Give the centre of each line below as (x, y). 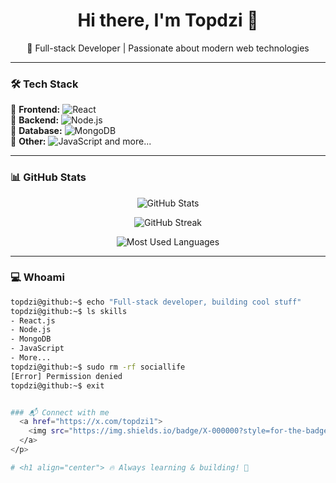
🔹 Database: (36, 131)
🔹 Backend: (35, 120)
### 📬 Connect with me (60, 412)
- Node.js (31, 330)
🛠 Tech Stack (44, 84)
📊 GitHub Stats (48, 177)
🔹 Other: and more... (81, 141)
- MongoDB (31, 339)
